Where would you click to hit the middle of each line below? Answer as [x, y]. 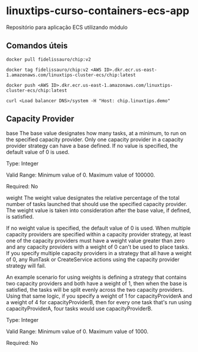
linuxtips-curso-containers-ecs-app [98, 11]
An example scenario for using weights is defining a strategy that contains [96, 277]
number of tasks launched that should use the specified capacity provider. [97, 204]
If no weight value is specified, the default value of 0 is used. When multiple [98, 228]
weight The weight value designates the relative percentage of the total [93, 198]
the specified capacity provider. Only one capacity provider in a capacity [95, 139]
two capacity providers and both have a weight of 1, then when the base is [97, 283]
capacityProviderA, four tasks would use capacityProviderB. [79, 308]
